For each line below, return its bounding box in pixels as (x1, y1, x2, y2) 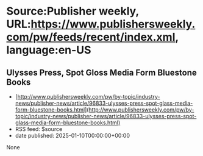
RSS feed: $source (15, 126, 63, 132)
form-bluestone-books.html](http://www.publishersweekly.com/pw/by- (15, 106, 194, 113)
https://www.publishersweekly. (30, 17, 196, 31)
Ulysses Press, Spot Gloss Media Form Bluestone (6, 67, 197, 77)
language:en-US (6, 43, 91, 57)
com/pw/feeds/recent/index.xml (6, 30, 176, 44)
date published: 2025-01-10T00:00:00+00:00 (15, 132, 130, 139)
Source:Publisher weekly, (6, 4, 139, 18)
